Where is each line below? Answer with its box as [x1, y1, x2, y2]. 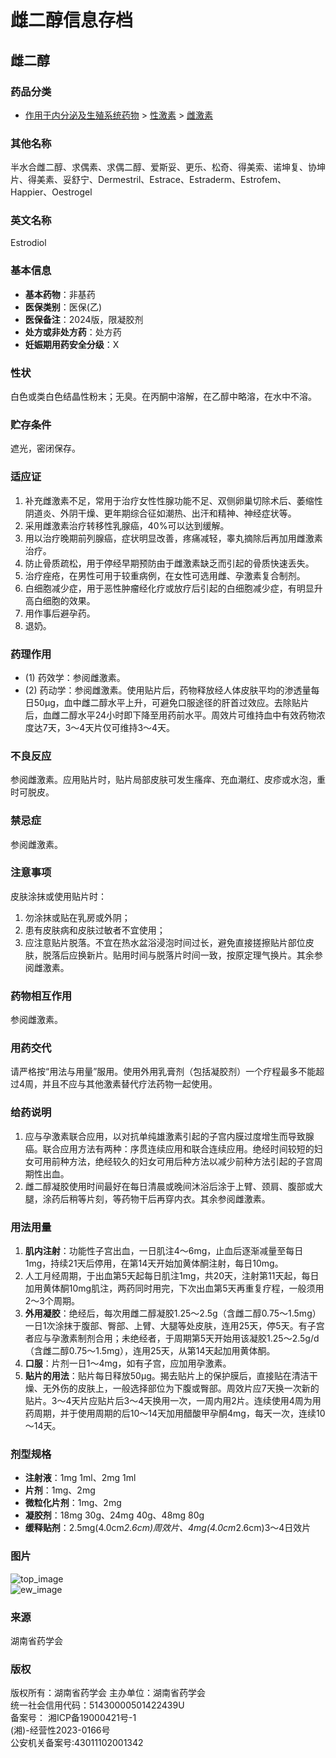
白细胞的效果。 [33, 594, 96, 606]
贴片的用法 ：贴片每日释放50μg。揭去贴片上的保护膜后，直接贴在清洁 [24, 1370, 310, 1382]
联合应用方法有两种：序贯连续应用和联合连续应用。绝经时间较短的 [42, 1142, 315, 1155]
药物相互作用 [10, 989, 73, 1003]
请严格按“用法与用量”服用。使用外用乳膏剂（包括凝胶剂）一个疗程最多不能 [10, 1066, 317, 1078]
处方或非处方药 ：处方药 [24, 326, 122, 338]
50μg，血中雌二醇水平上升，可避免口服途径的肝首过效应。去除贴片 [33, 696, 310, 708]
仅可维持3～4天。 [102, 721, 176, 733]
